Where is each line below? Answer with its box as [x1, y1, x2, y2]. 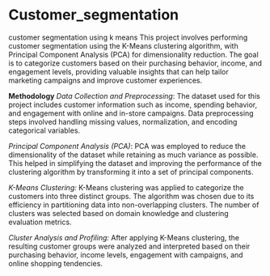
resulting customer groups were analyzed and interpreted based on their [8, 241, 251, 251]
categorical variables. [8, 125, 81, 135]
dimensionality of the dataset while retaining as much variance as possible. [8, 150, 259, 159]
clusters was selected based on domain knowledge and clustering [8, 208, 229, 218]
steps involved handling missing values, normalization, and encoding [8, 117, 238, 126]
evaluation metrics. [8, 217, 72, 227]
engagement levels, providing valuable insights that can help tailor [8, 66, 229, 76]
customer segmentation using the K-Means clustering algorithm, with [8, 40, 238, 50]
